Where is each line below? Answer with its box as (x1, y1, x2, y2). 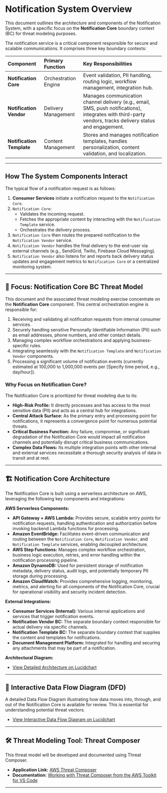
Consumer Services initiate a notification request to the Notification (12, 195, 155, 201)
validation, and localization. (83, 150, 147, 157)
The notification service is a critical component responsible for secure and (5, 40, 158, 46)
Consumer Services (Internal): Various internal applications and (12, 608, 145, 614)
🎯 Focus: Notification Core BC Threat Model (5, 283, 143, 291)
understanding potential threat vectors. (5, 707, 85, 713)
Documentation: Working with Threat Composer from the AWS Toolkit (12, 772, 157, 778)
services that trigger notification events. (12, 613, 94, 619)
